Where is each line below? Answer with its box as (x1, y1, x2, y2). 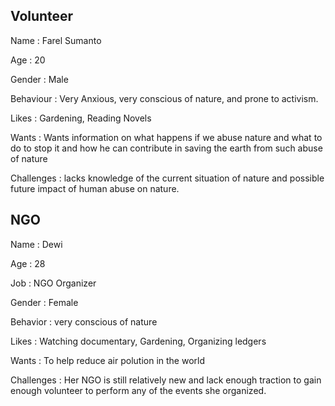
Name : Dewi (10, 238, 63, 250)
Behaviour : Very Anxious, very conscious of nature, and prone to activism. (10, 92, 319, 104)
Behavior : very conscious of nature (10, 315, 158, 328)
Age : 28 (10, 257, 46, 269)
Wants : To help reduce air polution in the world (10, 354, 206, 366)
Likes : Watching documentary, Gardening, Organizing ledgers (10, 335, 267, 347)
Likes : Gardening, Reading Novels (10, 112, 152, 124)
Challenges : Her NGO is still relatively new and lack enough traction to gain (10, 374, 322, 386)
